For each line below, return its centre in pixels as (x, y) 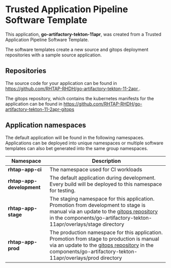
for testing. (63, 190)
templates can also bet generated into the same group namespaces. (77, 148)
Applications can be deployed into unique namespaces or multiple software (84, 143)
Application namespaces (46, 125)
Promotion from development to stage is (98, 205)
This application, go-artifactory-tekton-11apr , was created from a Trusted (83, 34)
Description (106, 161)
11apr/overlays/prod (74, 258)
